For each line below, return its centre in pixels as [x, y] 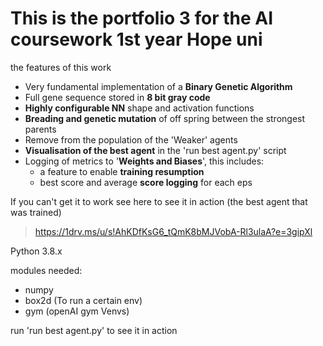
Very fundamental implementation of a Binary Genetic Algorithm [158, 86]
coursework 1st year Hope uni [136, 39]
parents [40, 129]
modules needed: [46, 270]
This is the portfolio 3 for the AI [142, 18]
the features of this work [61, 67]
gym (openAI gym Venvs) [77, 311]
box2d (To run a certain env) [83, 300]
